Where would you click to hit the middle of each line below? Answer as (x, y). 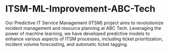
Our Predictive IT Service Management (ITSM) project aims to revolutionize (84, 23)
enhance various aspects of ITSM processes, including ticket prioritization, (84, 39)
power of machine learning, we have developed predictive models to (78, 33)
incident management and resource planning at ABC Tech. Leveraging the (83, 28)
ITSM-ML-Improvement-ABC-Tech (80, 9)
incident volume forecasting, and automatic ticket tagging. (67, 44)
